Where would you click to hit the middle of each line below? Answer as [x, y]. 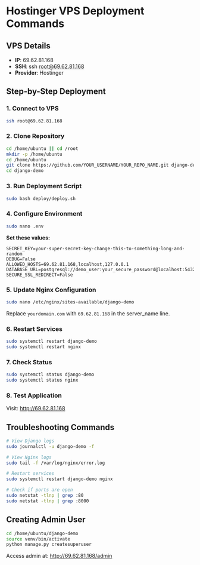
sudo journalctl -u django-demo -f [50, 446]
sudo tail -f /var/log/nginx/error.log [56, 463]
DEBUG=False [21, 259]
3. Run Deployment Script [44, 186]
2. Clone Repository [35, 136]
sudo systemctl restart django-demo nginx [60, 479]
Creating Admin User [46, 520]
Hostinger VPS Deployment [75, 11]
